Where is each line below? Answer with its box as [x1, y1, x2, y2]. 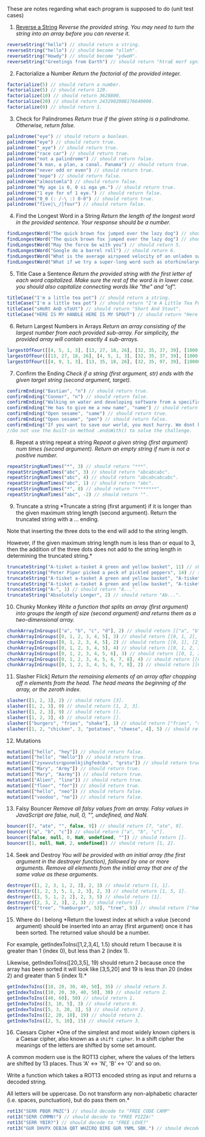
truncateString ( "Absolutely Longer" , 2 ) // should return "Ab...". [7, 592, 182, 599]
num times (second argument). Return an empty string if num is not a [15, 445, 190, 452]
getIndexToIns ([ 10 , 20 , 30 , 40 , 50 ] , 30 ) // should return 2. [7, 990, 168, 996]
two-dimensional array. [15, 616, 75, 624]
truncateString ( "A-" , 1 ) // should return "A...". [7, 586, 138, 593]
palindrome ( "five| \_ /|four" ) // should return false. [7, 201, 147, 208]
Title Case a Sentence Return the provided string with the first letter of [15, 270, 192, 277]
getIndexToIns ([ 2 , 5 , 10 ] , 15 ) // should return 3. [7, 1018, 141, 1024]
